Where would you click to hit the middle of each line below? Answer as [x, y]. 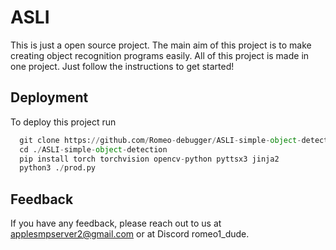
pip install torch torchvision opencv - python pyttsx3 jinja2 [149, 159]
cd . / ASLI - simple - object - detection [93, 149]
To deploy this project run [63, 122]
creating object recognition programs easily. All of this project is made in [160, 55]
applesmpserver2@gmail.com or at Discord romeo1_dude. [130, 234]
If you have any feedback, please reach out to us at [116, 223]
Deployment [49, 97]
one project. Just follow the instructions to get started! [122, 66]
